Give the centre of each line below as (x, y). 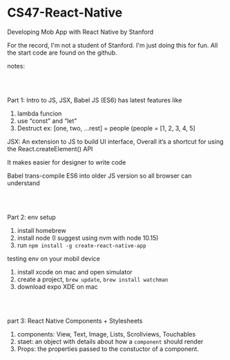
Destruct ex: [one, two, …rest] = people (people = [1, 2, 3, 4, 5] (106, 128)
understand (23, 183)
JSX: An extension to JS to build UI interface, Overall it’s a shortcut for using (115, 141)
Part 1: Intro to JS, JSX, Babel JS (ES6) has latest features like (95, 100)
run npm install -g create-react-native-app (82, 245)
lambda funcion (39, 113)
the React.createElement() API (50, 149)
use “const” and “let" (47, 121)
